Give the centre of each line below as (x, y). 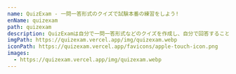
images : (19, 54)
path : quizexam (29, 27)
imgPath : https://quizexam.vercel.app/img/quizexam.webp (92, 40)
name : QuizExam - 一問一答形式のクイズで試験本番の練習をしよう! (93, 14)
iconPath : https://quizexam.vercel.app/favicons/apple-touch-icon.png (113, 47)
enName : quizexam (33, 20)
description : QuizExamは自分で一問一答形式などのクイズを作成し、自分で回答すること (119, 33)
